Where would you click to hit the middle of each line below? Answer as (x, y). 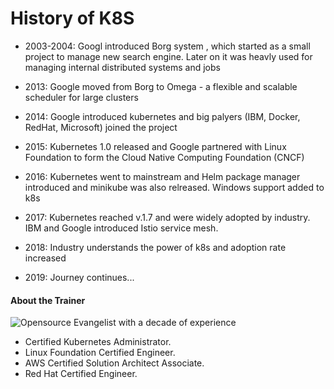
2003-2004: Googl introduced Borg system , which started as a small (167, 46)
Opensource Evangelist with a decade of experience (128, 323)
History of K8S (72, 18)
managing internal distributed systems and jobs (122, 67)
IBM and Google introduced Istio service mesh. (121, 228)
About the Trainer (48, 300)
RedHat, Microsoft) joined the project (101, 127)
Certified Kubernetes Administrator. (98, 342)
